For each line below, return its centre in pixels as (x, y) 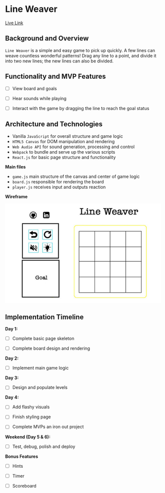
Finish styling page (31, 417)
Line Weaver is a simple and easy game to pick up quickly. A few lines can (80, 50)
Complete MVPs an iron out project (48, 427)
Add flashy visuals (31, 407)
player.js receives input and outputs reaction (59, 187)
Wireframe (17, 196)
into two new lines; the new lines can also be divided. (59, 61)
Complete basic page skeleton (43, 338)
